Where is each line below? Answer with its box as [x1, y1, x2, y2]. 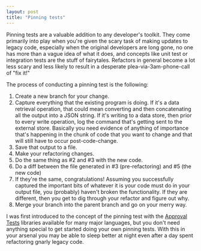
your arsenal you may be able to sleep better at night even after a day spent [6, 232, 194, 239]
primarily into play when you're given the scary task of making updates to [6, 37, 188, 44]
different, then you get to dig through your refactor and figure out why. [14, 195, 190, 202]
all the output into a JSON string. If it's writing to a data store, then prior [14, 112, 192, 119]
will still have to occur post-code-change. [14, 137, 118, 144]
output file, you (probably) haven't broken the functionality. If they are [14, 188, 188, 195]
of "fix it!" [6, 69, 30, 76]
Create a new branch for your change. [14, 92, 110, 100]
